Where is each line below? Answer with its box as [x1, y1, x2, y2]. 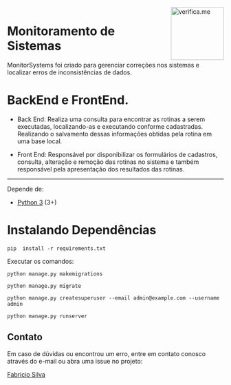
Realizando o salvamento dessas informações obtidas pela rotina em [16, 129, 212, 138]
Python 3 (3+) [16, 198, 57, 206]
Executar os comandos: [7, 257, 74, 265]
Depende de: [7, 185, 44, 193]
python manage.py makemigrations [7, 270, 103, 278]
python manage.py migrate [7, 282, 81, 289]
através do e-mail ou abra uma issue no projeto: [7, 357, 143, 365]
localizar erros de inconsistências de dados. [7, 68, 132, 76]
